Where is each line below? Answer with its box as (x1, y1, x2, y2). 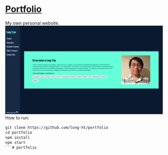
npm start (5, 140, 26, 145)
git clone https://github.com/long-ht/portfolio (5, 125, 108, 130)
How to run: (5, 115, 29, 121)
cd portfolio (5, 130, 32, 135)
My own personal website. (5, 20, 59, 26)
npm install (5, 135, 30, 140)
